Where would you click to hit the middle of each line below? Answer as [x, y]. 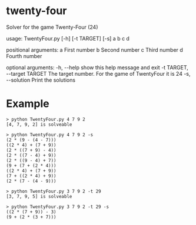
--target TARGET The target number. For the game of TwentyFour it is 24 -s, [98, 73]
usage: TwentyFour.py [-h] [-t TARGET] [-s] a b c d [68, 38]
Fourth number [24, 56]
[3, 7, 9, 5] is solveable [39, 196]
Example [28, 104]
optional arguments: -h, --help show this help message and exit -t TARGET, [97, 67]
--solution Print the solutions [41, 80]
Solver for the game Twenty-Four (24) [52, 27]
